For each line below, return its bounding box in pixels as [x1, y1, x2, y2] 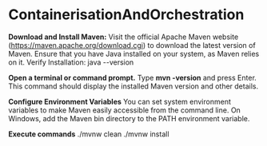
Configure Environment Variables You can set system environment [8, 97, 232, 106]
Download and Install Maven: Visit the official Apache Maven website [8, 32, 239, 41]
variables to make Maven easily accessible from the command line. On [8, 105, 241, 115]
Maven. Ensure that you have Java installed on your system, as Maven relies [8, 49, 260, 58]
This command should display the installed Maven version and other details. [8, 81, 258, 91]
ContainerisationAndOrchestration [8, 6, 245, 24]
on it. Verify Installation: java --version [8, 57, 134, 67]
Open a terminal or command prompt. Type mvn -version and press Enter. [8, 73, 257, 82]
